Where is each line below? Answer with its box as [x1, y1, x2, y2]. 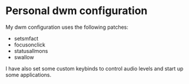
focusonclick [14, 41, 45, 48]
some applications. [5, 71, 51, 78]
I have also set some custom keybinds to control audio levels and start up [5, 65, 184, 72]
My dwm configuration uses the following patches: [5, 23, 129, 31]
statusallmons [14, 47, 48, 54]
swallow [14, 53, 34, 61]
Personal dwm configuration [5, 4, 148, 18]
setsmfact [14, 35, 39, 42]
